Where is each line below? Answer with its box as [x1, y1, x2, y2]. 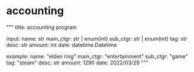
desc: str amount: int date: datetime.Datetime [6, 41, 118, 48]
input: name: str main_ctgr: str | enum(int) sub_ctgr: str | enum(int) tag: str [6, 35, 187, 42]
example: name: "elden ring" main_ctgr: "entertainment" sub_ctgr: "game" [6, 53, 188, 60]
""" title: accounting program [6, 24, 78, 31]
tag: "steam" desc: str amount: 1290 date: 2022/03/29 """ [6, 59, 149, 66]
